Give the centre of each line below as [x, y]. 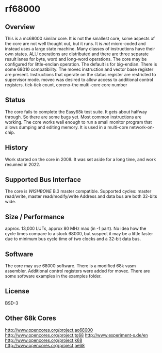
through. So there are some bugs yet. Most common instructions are [73, 117]
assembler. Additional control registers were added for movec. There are [78, 271]
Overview [20, 27]
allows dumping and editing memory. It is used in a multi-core [67, 127]
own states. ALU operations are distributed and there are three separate [77, 54]
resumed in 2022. [23, 164]
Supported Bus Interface [43, 180]
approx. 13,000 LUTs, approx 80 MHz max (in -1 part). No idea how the [76, 228]
